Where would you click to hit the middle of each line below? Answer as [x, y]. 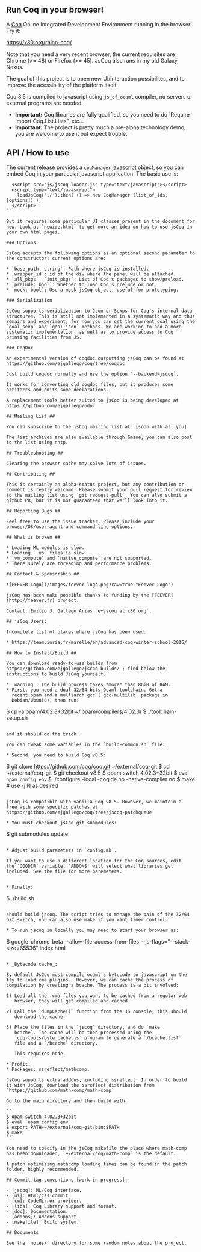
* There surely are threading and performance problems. [79, 563]
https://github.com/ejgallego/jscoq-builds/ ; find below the [86, 669]
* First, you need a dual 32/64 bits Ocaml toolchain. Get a [85, 690]
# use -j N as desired [32, 785]
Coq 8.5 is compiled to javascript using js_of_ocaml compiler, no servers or [99, 96]
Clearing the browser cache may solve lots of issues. [76, 463]
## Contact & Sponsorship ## [43, 574]
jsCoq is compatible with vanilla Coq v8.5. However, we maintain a [94, 802]
